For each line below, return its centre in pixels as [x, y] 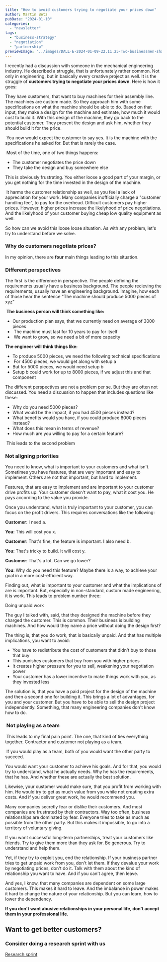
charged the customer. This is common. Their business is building [73, 620]
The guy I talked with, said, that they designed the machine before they [78, 615]
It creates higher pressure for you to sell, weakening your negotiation [83, 666]
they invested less [31, 682]
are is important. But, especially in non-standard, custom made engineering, [83, 591]
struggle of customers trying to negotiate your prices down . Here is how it [83, 81]
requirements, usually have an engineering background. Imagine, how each [82, 291]
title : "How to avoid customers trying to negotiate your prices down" [81, 10]
